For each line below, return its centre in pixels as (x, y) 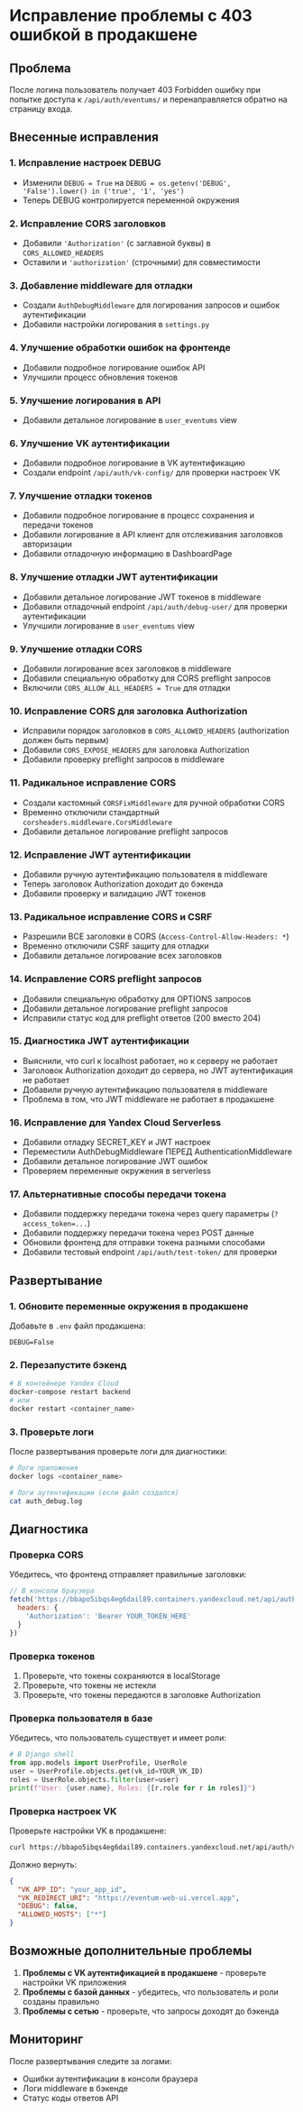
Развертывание (56, 1280)
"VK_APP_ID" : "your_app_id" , (72, 1889)
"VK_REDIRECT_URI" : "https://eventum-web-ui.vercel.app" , (129, 1898)
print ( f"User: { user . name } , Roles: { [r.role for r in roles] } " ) (133, 1788)
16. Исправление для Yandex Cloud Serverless (115, 1122)
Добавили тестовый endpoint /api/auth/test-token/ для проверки (150, 1252)
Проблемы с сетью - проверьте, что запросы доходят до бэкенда (151, 2011)
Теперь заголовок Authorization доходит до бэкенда (123, 884)
